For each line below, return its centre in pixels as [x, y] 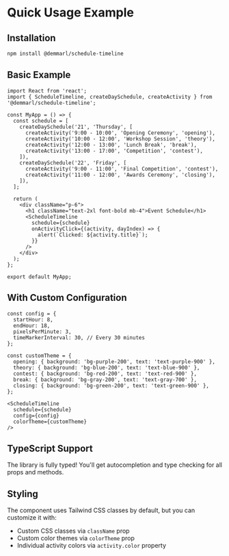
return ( [26, 199]
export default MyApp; [39, 277]
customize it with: [32, 518]
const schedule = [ [41, 121]
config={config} [36, 415]
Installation [31, 38]
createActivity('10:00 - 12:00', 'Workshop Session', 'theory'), [120, 138]
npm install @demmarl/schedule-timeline [66, 53]
